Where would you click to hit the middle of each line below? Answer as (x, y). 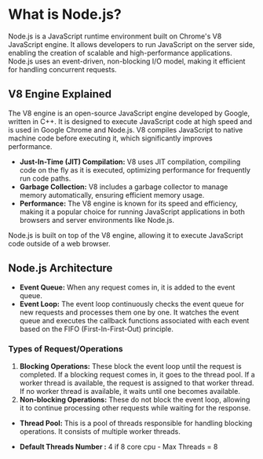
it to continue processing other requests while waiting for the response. (135, 408)
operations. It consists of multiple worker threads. (100, 431)
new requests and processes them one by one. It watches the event (129, 312)
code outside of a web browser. (60, 243)
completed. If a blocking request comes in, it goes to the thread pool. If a (137, 374)
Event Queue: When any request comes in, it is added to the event (127, 287)
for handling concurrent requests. (62, 69)
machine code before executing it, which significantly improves (111, 138)
